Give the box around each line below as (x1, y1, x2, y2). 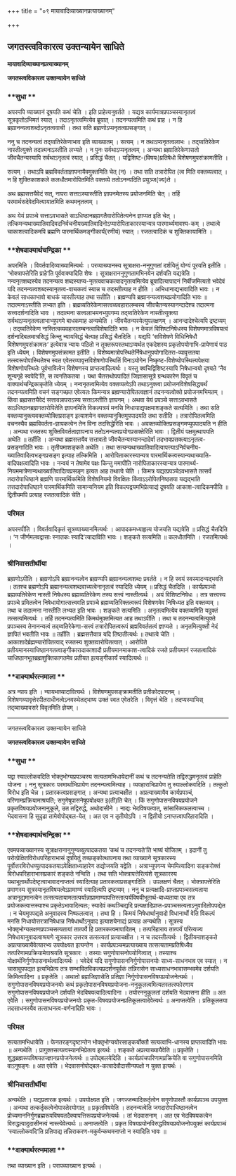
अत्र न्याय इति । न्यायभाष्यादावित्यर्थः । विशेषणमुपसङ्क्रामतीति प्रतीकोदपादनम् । (7, 688, 181, 696)
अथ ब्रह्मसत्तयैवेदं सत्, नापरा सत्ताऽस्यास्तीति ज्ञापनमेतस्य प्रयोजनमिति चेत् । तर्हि (7, 190, 181, 198)
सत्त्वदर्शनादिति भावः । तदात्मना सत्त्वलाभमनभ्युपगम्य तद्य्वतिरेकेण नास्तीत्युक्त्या (7, 309, 178, 317)
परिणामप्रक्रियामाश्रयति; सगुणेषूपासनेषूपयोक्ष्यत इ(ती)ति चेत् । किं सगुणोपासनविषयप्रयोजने (7, 795, 198, 805)
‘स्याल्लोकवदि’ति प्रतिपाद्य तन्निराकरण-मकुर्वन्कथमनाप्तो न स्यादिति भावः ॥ (7, 1127, 166, 1136)
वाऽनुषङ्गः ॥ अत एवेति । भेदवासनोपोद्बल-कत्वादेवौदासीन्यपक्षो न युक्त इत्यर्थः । (7, 1062, 182, 1070)
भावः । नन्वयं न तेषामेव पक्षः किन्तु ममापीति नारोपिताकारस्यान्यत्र (40, 459, 177, 468)
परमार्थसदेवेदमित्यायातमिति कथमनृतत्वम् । (7, 198, 98, 206)
